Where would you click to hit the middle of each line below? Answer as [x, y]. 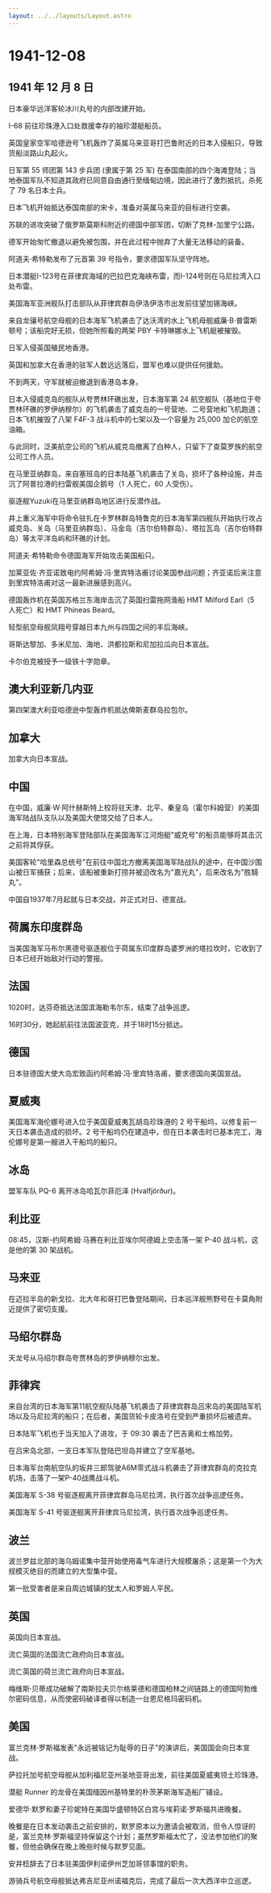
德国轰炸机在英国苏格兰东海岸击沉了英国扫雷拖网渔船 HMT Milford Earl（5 [131, 600]
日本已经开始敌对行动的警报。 [58, 958]
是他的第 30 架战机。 [43, 1249]
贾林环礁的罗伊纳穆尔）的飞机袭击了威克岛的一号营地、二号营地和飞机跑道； [135, 409]
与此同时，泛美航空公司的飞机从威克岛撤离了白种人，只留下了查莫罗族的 [128, 446]
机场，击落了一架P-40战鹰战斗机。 [66, 1478]
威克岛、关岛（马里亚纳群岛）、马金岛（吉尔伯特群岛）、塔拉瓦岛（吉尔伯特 [132, 528]
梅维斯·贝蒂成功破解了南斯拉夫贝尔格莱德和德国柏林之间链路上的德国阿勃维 [133, 1688]
